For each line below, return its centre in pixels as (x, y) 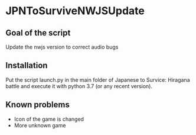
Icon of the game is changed (49, 119)
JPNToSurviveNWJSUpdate (75, 11)
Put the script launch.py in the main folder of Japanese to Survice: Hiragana (98, 80)
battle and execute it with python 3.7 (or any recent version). (79, 86)
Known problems (38, 105)
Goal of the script (38, 33)
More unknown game (40, 125)
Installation (27, 65)
